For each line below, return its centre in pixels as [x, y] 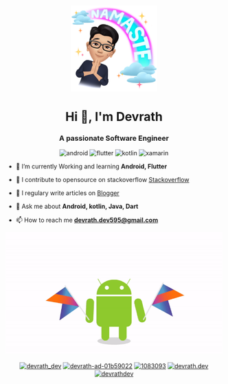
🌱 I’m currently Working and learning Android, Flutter [91, 166]
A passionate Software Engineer [114, 138]
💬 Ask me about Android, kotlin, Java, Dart [77, 206]
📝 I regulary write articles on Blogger [68, 193]
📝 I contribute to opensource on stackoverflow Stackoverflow [102, 180]
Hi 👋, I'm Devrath [114, 117]
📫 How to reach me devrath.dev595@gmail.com [87, 220]
